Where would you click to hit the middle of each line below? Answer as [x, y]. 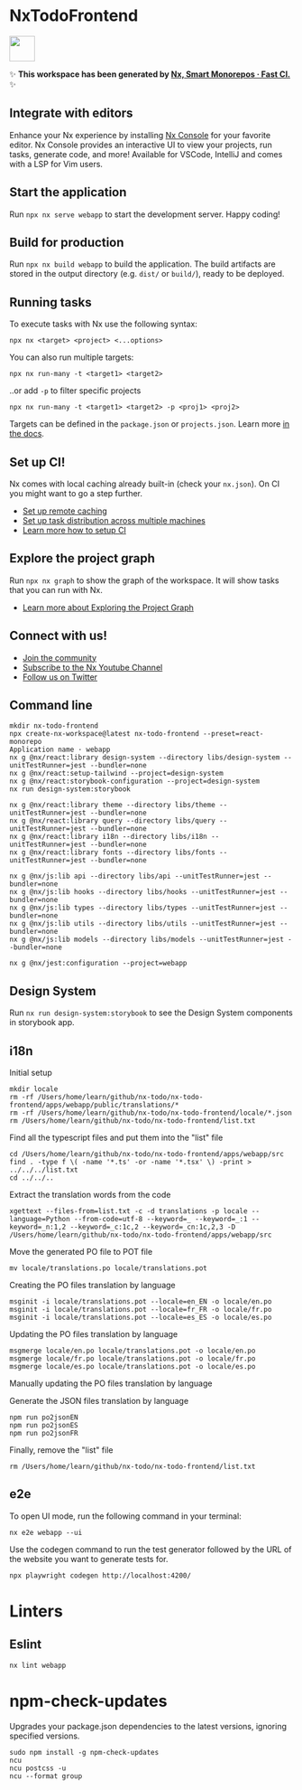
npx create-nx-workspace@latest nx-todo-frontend [105, 734]
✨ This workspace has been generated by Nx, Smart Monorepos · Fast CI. [150, 74]
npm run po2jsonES [44, 1426]
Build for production [67, 242]
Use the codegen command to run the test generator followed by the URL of [151, 1549]
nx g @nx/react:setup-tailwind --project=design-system [116, 774]
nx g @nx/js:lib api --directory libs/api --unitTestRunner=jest [134, 876]
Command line [51, 706]
